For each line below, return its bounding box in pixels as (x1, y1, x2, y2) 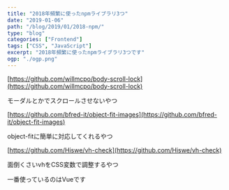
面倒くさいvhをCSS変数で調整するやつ (7, 160, 119, 168)
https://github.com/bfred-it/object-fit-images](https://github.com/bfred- (9, 110, 218, 118)
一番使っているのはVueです (7, 175, 86, 183)
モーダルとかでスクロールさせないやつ (7, 96, 117, 104)
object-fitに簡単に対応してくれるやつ (7, 132, 113, 140)
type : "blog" (7, 29, 45, 37)
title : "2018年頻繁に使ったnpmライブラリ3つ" (7, 10, 128, 17)
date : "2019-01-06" (7, 17, 64, 24)
